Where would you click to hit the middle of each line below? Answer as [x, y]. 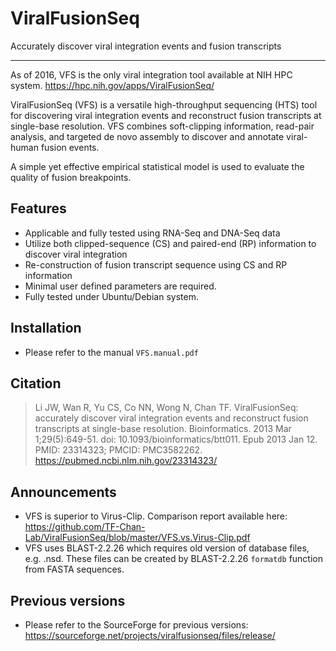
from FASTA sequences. [74, 569]
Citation [36, 383]
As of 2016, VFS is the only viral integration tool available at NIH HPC [151, 74]
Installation [46, 328]
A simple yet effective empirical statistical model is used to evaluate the [157, 166]
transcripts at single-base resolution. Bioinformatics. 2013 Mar [163, 429]
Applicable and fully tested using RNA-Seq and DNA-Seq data [152, 233]
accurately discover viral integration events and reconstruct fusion [171, 418]
